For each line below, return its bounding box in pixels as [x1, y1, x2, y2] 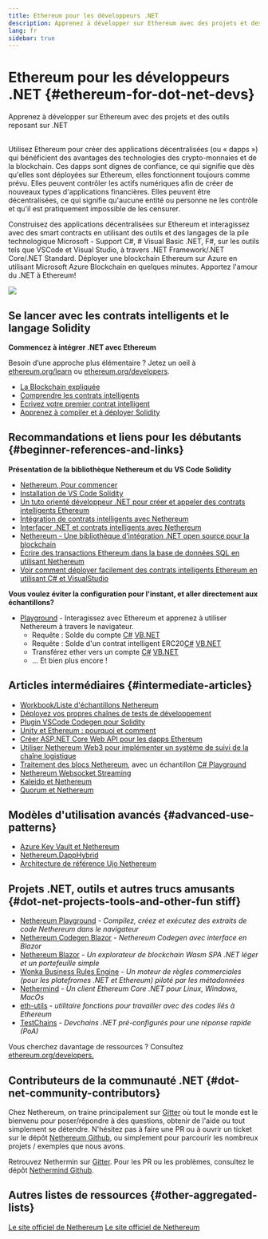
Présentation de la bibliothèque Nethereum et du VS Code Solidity [8, 464, 231, 474]
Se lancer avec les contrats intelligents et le [8, 309, 230, 323]
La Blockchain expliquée [19, 382, 100, 391]
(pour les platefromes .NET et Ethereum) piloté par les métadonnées [19, 976, 245, 985]
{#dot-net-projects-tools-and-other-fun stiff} [8, 894, 242, 908]
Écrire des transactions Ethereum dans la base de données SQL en [19, 547, 240, 557]
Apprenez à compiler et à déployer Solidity [19, 407, 160, 417]
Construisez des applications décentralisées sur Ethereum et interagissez [8, 219, 250, 229]
